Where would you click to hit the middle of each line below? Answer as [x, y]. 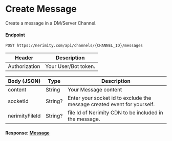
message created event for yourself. [111, 104]
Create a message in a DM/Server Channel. [51, 23]
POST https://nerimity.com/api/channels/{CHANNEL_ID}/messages [74, 46]
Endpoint [15, 35]
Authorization [24, 66]
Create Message [41, 9]
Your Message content [95, 90]
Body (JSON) [24, 81]
